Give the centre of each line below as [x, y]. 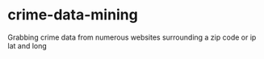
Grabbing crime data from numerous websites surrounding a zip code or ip [132, 37]
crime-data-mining [73, 15]
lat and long [27, 45]
